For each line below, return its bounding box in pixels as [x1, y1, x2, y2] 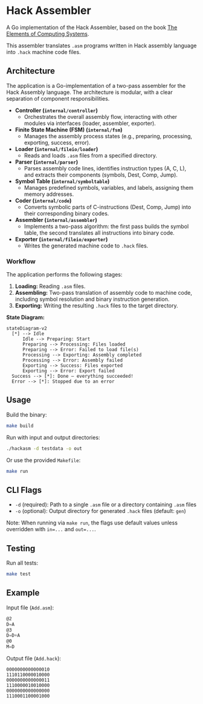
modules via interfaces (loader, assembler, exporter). [24, 119, 156, 127]
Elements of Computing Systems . [6, 30, 89, 37]
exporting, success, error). [24, 139, 91, 146]
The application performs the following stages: [6, 271, 123, 278]
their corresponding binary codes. [24, 210, 109, 217]
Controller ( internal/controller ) [14, 107, 98, 114]
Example [6, 588, 40, 598]
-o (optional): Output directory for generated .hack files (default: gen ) [14, 508, 186, 515]
